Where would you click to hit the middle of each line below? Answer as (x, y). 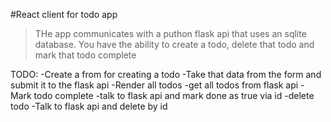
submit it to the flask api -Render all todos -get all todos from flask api (154, 85)
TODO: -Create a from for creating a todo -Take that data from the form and (166, 74)
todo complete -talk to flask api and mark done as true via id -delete (174, 95)
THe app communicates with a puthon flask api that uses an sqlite (170, 33)
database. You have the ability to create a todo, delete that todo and (174, 44)
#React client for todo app (64, 14)
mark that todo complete (85, 55)
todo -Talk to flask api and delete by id (89, 106)
